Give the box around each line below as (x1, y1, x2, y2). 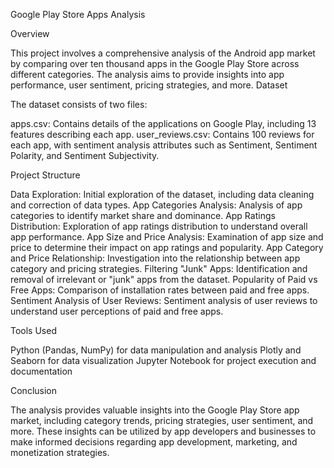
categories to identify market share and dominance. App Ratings (10, 210, 276, 221)
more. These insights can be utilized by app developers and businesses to (10, 425, 317, 437)
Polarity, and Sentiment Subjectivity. (10, 150, 160, 161)
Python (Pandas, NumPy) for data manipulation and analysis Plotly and (10, 344, 302, 356)
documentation (10, 365, 73, 377)
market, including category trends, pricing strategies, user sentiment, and (10, 415, 314, 426)
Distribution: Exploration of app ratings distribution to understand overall (10, 220, 308, 232)
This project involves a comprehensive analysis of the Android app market (10, 47, 316, 59)
